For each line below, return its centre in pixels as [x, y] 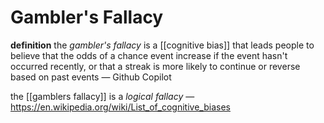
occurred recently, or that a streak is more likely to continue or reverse [155, 66]
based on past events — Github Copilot [91, 77]
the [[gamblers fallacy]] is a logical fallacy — [102, 96]
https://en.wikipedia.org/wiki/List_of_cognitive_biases [120, 107]
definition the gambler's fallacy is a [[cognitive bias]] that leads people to [162, 45]
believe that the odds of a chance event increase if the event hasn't [149, 55]
